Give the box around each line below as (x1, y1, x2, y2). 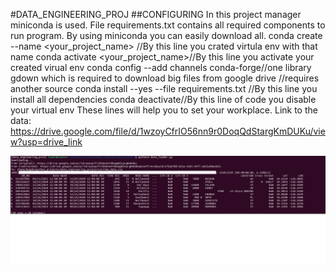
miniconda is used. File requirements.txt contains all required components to (10, 19, 326, 31)
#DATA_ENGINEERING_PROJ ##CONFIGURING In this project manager (10, 9, 302, 20)
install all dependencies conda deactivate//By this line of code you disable (10, 94, 317, 105)
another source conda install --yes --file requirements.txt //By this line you (10, 83, 318, 94)
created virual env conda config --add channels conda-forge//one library (10, 62, 312, 73)
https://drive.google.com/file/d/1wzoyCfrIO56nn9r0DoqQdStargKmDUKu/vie (10, 125, 326, 137)
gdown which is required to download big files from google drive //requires (10, 72, 320, 84)
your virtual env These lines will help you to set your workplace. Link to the (10, 104, 318, 116)
